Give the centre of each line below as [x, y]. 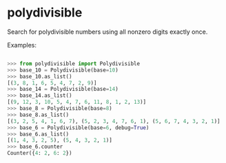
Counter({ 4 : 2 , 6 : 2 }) [40, 153]
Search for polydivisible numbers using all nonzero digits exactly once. [107, 32]
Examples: [22, 45]
